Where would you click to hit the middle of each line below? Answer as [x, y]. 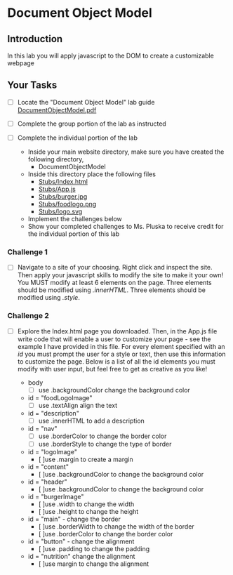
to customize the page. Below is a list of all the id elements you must [116, 361]
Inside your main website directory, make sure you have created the [126, 152]
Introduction [35, 39]
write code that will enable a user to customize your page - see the [114, 339]
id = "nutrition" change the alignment [81, 557]
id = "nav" [42, 428]
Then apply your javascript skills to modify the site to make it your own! [120, 275]
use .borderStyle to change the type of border [105, 444]
